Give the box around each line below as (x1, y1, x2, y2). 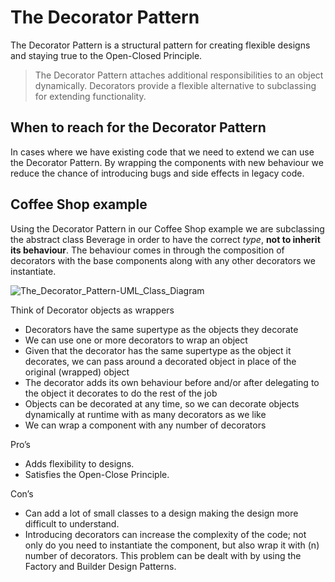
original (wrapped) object (24, 366, 130, 378)
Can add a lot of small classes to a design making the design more (24, 507, 299, 519)
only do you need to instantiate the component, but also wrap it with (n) (24, 539, 320, 551)
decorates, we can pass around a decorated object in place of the (24, 355, 297, 367)
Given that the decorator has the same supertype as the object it (24, 344, 292, 356)
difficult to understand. (24, 517, 120, 530)
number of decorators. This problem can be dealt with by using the (24, 549, 302, 561)
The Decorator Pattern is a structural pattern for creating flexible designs (10, 39, 311, 51)
